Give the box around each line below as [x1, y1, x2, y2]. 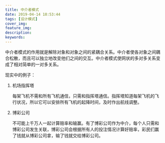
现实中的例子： [5, 72, 35, 78]
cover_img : [5, 21, 28, 26]
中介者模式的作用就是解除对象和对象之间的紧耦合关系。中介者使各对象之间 [5, 49, 156, 55]
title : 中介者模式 [5, 7, 39, 12]
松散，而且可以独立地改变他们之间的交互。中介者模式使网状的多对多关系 [9, 55, 156, 61]
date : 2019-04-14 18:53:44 [5, 12, 61, 17]
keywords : [5, 35, 26, 40]
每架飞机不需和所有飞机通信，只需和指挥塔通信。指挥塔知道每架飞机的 [12, 93, 155, 99]
